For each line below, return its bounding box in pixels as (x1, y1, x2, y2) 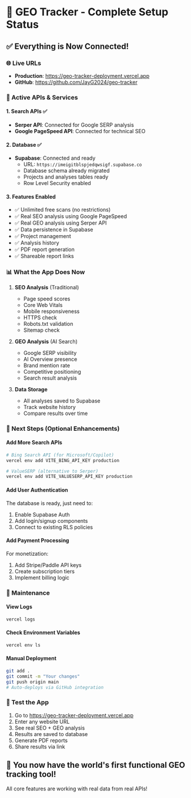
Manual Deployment (6, 655, 57, 662)
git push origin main (6, 679, 59, 685)
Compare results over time (23, 410, 88, 417)
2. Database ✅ (6, 141, 42, 148)
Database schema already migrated (23, 167, 110, 174)
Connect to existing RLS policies (14, 523, 93, 530)
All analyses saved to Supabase (23, 397, 101, 404)
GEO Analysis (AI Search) (14, 338, 78, 345)
